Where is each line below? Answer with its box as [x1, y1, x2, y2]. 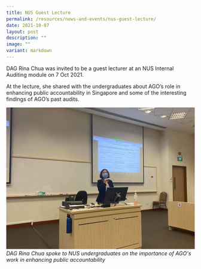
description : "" [6, 35, 47, 41]
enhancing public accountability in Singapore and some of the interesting [6, 89, 187, 96]
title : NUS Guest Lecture [6, 10, 71, 16]
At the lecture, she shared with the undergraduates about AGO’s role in [6, 83, 181, 90]
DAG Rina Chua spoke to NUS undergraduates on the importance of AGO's [6, 249, 191, 257]
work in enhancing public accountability [6, 256, 106, 263]
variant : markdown [6, 48, 52, 54]
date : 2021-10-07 [6, 22, 50, 28]
